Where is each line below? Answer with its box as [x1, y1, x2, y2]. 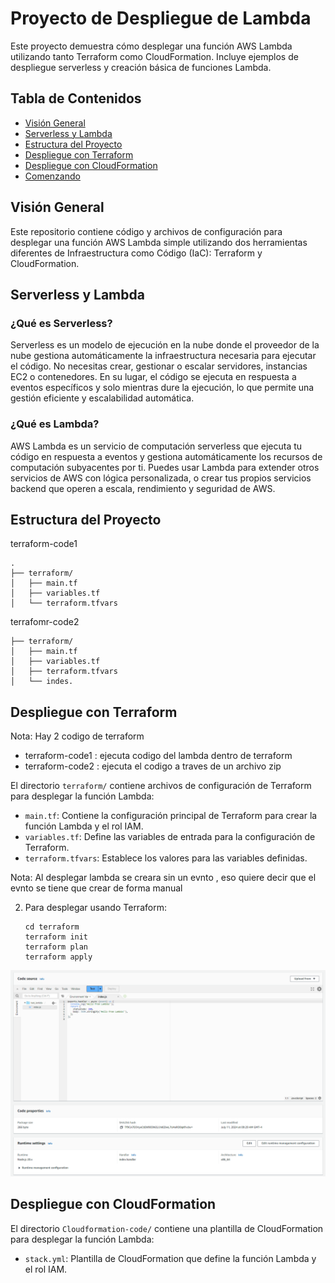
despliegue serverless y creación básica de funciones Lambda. [10, 61, 272, 73]
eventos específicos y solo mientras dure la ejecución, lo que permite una [10, 382, 315, 394]
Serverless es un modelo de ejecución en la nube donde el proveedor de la [10, 339, 320, 351]
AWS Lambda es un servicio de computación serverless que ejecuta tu [10, 440, 303, 452]
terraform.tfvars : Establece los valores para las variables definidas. [24, 852, 308, 864]
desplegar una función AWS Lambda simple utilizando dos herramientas [10, 236, 308, 248]
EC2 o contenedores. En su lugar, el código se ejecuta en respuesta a [10, 371, 297, 383]
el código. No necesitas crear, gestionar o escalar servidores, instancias [10, 360, 308, 372]
